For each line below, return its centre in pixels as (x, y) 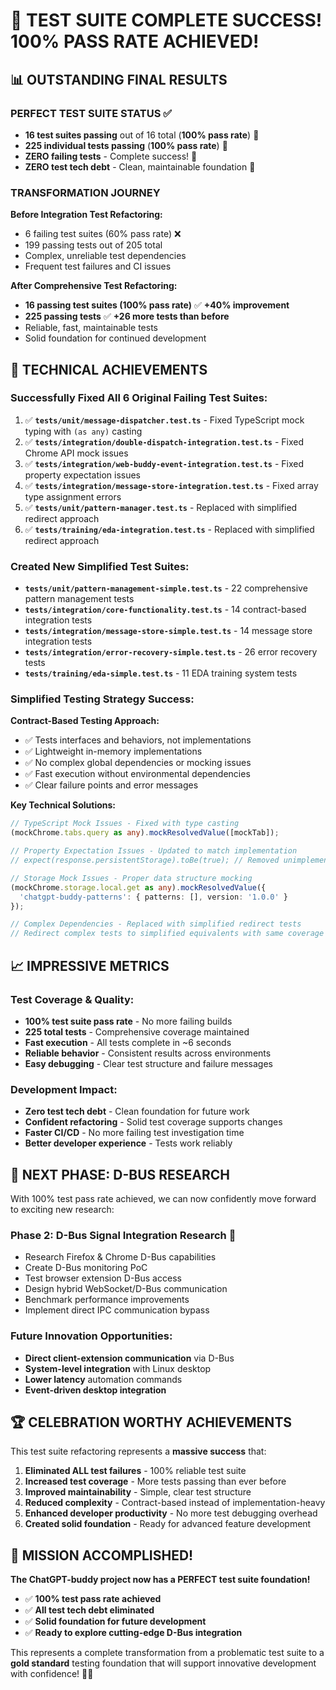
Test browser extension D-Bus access (103, 1278)
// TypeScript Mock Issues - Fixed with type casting (125, 824)
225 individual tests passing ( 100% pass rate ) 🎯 (126, 145)
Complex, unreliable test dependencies (105, 256)
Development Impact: (64, 1089)
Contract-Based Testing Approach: (85, 721)
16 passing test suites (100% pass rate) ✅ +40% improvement (157, 305)
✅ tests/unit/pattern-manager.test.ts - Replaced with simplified (161, 507)
